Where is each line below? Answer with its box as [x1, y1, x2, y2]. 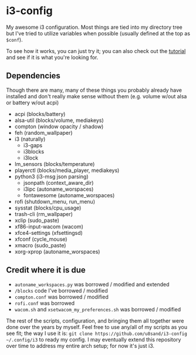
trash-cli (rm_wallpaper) [14, 210, 73, 217]
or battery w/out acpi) [6, 99, 59, 106]
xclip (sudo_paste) [14, 217, 60, 224]
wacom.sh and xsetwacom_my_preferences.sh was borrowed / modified [14, 306, 181, 313]
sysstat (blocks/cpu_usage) [14, 204, 82, 211]
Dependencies [6, 71, 60, 81]
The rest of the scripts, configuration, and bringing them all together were [6, 317, 184, 324]
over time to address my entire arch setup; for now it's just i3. [6, 342, 154, 349]
